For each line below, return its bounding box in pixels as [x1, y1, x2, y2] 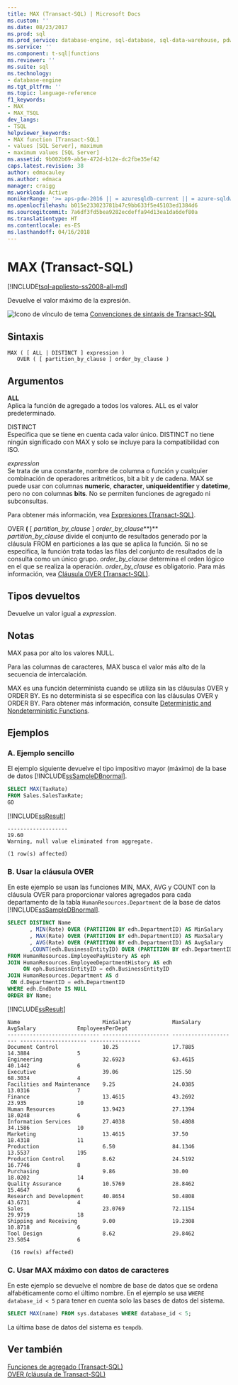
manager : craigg [7, 182, 55, 189]
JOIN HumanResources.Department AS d [7, 972, 119, 979]
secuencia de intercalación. [7, 669, 88, 679]
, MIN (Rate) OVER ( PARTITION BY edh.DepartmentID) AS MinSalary [29, 926, 223, 933]
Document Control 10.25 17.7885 [7, 1043, 195, 1050]
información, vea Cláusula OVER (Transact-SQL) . [7, 570, 150, 578]
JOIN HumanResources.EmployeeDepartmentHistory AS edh [7, 959, 173, 966]
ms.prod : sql [7, 30, 46, 38]
